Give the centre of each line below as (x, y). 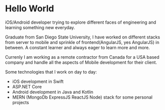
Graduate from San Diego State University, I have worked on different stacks (82, 37)
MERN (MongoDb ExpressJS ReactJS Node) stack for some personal (82, 97)
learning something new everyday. (40, 27)
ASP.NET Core (27, 86)
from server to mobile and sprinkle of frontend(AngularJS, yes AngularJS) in (82, 42)
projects (21, 102)
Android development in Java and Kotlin (53, 92)
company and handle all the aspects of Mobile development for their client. (81, 62)
